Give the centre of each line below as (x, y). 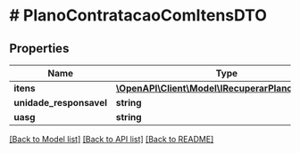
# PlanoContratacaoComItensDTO (138, 16)
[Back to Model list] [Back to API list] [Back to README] (112, 139)
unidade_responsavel (61, 103)
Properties (39, 48)
